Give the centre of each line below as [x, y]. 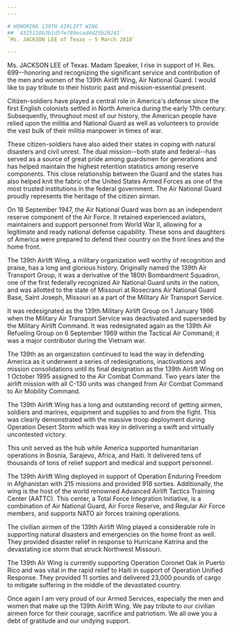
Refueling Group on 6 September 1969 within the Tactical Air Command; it [113, 333]
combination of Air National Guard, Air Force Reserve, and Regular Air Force [116, 506]
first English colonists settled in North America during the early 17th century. [117, 108]
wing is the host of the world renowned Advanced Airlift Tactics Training [111, 491]
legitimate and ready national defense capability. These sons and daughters [116, 232]
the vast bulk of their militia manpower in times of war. [85, 131]
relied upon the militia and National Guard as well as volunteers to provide [113, 124]
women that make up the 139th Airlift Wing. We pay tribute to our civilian [111, 606]
